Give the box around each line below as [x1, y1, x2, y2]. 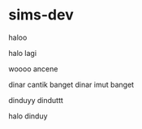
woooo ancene [8, 63, 58, 74]
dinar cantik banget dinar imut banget [8, 80, 135, 89]
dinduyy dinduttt [8, 95, 63, 105]
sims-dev [8, 6, 75, 24]
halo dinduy [8, 111, 48, 121]
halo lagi [8, 48, 37, 58]
